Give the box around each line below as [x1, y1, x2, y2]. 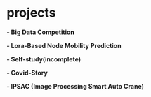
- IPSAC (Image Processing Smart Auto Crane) [6, 82, 145, 90]
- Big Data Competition [6, 28, 74, 36]
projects [6, 5, 57, 21]
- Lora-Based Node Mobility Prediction [6, 41, 122, 50]
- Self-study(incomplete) [6, 54, 81, 64]
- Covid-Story [6, 68, 48, 77]
